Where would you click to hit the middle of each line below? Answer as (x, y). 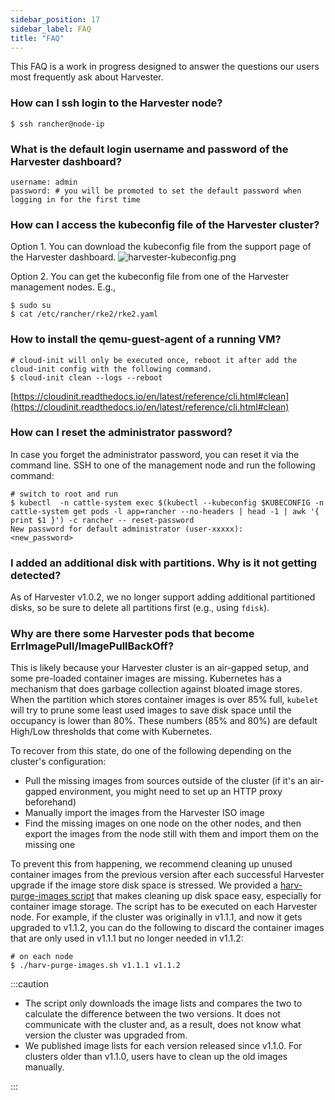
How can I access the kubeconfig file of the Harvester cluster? (165, 224)
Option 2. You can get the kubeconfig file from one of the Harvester (150, 277)
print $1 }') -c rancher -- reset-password (102, 520)
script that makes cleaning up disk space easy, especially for (196, 896)
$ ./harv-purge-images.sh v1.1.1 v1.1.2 (96, 966)
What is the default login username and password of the (149, 149)
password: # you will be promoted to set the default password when (156, 191)
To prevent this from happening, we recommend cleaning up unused (151, 864)
